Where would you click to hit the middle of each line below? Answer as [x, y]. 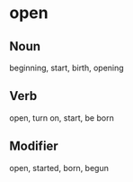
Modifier [34, 146]
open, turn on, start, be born [62, 118]
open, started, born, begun [59, 168]
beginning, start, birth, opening [66, 68]
